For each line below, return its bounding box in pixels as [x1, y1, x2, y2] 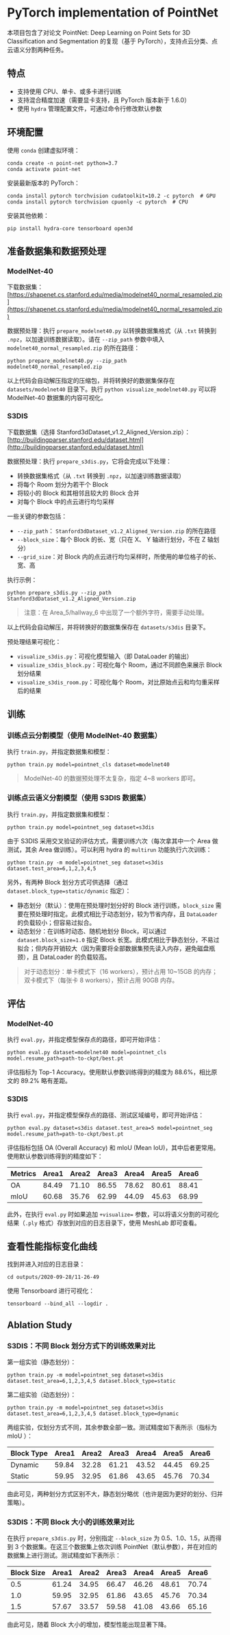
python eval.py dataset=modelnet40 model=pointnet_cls [7, 1049, 167, 1056]
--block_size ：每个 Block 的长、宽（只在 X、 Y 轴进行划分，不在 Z [16, 535, 206, 544]
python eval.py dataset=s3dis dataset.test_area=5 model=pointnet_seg [7, 1124, 213, 1131]
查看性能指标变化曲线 [7, 1241, 97, 1252]
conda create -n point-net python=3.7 [7, 159, 118, 166]
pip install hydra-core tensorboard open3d [7, 225, 133, 232]
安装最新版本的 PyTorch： [7, 179, 80, 187]
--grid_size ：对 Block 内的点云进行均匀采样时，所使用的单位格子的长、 [16, 552, 220, 561]
